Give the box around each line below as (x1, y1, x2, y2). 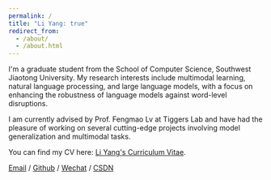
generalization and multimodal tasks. (8, 131, 131, 142)
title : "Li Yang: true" (8, 19, 89, 28)
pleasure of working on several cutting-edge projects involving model (8, 123, 241, 133)
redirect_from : (8, 27, 60, 35)
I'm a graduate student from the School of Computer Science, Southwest (8, 64, 252, 74)
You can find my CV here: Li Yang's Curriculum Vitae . (8, 148, 186, 157)
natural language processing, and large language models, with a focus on (8, 82, 253, 92)
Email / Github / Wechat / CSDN (8, 163, 114, 173)
